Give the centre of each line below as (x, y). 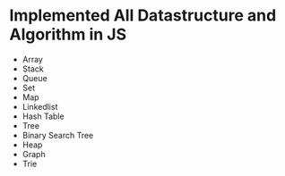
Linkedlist (40, 106)
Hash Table (43, 116)
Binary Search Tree (58, 135)
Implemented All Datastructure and (143, 16)
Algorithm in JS (68, 34)
